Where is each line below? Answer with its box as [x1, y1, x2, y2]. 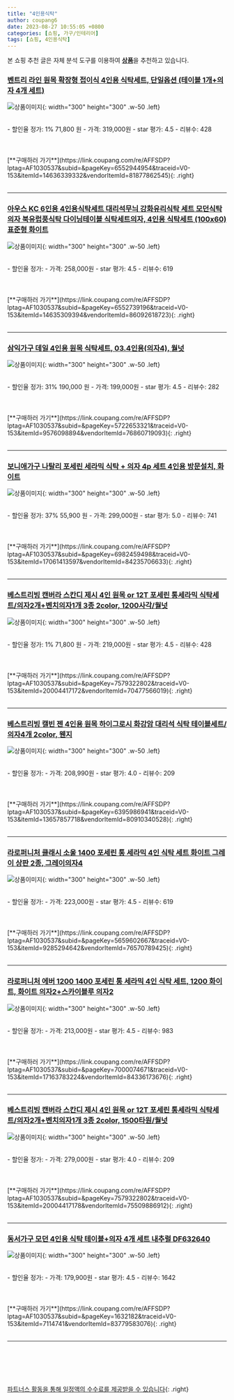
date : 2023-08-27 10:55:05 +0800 [7, 23, 104, 30]
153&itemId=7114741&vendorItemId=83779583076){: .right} [7, 1320, 177, 1328]
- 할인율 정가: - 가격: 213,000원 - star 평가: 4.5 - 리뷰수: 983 [7, 1026, 174, 1034]
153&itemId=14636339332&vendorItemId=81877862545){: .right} [7, 172, 195, 180]
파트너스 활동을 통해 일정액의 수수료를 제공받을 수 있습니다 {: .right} [7, 1385, 189, 1394]
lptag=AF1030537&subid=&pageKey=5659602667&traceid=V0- [7, 936, 190, 945]
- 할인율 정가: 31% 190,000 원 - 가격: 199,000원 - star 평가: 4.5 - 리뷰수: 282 [7, 383, 219, 391]
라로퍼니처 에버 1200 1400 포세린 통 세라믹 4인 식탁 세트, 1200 [7, 977, 208, 986]
